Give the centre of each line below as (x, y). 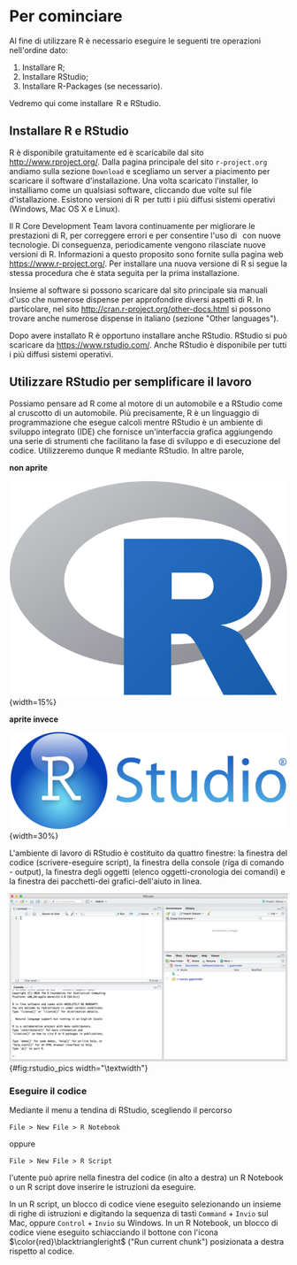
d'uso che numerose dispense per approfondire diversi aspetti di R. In (136, 299)
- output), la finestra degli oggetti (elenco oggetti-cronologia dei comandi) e (147, 871)
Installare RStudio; (55, 76)
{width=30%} (34, 836)
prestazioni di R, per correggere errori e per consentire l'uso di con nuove (145, 235)
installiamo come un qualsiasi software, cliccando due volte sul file (130, 190)
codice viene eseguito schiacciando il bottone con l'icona (114, 1232)
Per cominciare (66, 16)
